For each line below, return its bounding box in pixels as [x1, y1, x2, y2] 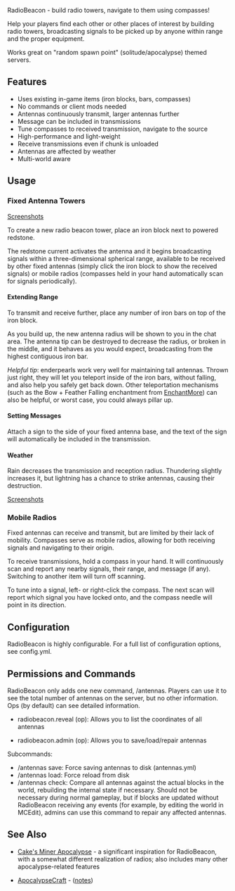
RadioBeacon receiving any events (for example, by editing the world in [17, 801, 224, 809]
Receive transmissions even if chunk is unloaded [17, 139, 159, 148]
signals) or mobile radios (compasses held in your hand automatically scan [7, 269, 224, 277]
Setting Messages [7, 412, 62, 420]
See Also [7, 828, 47, 840]
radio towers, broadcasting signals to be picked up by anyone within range [7, 27, 223, 35]
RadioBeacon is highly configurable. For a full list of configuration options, [7, 640, 222, 648]
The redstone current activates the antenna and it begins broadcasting [7, 246, 212, 255]
